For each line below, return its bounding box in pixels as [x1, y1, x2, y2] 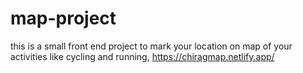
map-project [10, 7, 117, 30]
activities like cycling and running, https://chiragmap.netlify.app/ [10, 50, 275, 62]
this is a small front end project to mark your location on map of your [10, 40, 293, 52]
